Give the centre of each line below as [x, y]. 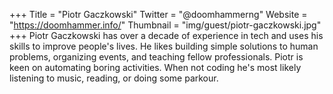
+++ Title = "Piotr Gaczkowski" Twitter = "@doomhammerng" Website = [158, 14]
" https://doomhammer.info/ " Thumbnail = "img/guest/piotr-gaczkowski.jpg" [165, 25]
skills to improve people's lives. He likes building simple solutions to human [164, 46]
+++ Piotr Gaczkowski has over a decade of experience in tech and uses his [166, 35]
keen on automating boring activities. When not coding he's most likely [155, 67]
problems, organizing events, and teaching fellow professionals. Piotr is [156, 57]
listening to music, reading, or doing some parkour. [114, 78]
